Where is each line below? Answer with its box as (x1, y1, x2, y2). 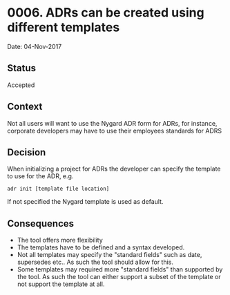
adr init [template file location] (7, 185, 110, 193)
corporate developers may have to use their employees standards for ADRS (7, 126, 222, 135)
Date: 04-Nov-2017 (7, 42, 62, 50)
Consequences (7, 218, 75, 229)
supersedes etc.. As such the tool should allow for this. (17, 258, 174, 267)
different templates (7, 19, 120, 35)
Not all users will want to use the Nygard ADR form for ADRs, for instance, (7, 119, 218, 127)
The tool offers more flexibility (17, 236, 104, 245)
